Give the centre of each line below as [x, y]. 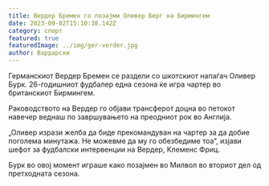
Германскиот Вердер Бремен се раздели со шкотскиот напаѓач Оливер [132, 76]
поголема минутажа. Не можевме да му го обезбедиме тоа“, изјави [125, 141]
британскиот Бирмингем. [52, 93]
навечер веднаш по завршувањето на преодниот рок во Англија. [120, 117]
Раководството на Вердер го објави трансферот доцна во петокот [122, 108]
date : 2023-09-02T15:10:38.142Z [62, 23]
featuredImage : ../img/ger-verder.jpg [73, 46]
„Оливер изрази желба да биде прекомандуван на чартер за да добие [129, 132]
